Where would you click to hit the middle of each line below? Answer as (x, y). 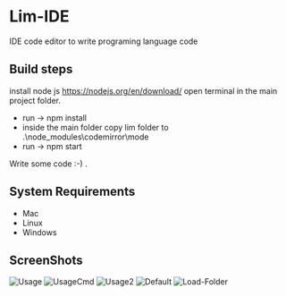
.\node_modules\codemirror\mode (85, 137)
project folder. (35, 100)
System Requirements (72, 192)
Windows (39, 232)
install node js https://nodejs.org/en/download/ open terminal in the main (143, 90)
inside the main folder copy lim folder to (95, 127)
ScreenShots (46, 260)
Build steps (41, 69)
